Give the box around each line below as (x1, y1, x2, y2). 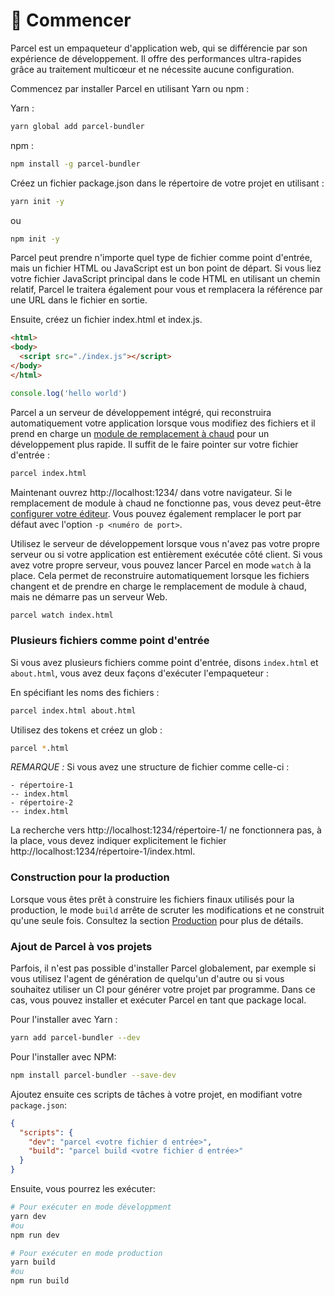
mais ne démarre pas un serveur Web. (10, 590, 168, 603)
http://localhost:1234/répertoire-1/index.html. (10, 845, 196, 858)
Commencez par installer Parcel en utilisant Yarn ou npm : (10, 82, 250, 94)
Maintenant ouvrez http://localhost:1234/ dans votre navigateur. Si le (10, 486, 293, 498)
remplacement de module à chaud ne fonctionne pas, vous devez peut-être (10, 497, 322, 509)
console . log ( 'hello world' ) (10, 388, 128, 398)
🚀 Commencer (10, 9, 132, 32)
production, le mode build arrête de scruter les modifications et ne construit (10, 904, 325, 916)
